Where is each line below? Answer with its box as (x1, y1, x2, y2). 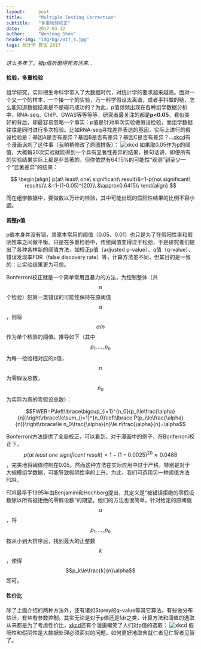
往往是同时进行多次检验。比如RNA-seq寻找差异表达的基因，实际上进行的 (6, 126, 186, 134)
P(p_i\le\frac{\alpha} (133, 414, 184, 421)
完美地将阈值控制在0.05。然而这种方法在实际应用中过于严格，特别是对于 (11, 461, 190, 468)
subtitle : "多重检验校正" (6, 20, 71, 26)
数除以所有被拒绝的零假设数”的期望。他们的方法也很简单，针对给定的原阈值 (6, 496, 193, 503)
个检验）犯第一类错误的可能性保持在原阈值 (6, 294, 111, 301)
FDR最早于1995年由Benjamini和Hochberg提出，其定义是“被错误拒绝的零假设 (6, 489, 194, 496)
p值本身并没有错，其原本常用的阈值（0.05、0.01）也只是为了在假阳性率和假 (6, 231, 193, 239)
